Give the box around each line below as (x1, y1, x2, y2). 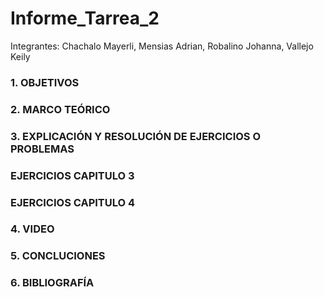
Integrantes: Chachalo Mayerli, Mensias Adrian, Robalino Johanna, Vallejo (10, 40, 314, 52)
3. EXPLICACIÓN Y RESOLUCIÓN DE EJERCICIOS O (10, 129, 262, 143)
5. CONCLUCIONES (10, 249, 106, 263)
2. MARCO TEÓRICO (10, 102, 111, 116)
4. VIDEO (10, 222, 55, 236)
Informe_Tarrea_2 (10, 7, 160, 30)
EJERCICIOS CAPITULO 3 (10, 168, 135, 182)
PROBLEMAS (10, 142, 75, 156)
